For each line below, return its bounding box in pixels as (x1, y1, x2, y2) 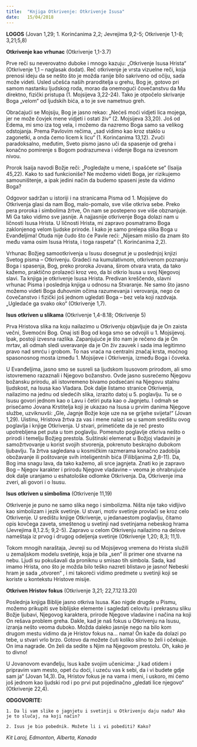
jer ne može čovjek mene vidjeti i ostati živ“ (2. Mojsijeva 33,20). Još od (6, 115, 181, 122)
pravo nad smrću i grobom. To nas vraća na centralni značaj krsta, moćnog (6, 348, 188, 355)
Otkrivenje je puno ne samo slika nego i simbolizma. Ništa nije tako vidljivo (6, 501, 186, 508)
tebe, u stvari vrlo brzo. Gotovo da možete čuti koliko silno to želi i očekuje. (6, 636, 188, 643)
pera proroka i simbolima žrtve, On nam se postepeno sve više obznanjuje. (6, 207, 187, 214)
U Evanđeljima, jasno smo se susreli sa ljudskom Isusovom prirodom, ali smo (6, 366, 192, 373)
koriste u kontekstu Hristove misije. (6, 575, 91, 582)
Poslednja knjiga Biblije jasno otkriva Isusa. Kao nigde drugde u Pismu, (6, 598, 178, 605)
